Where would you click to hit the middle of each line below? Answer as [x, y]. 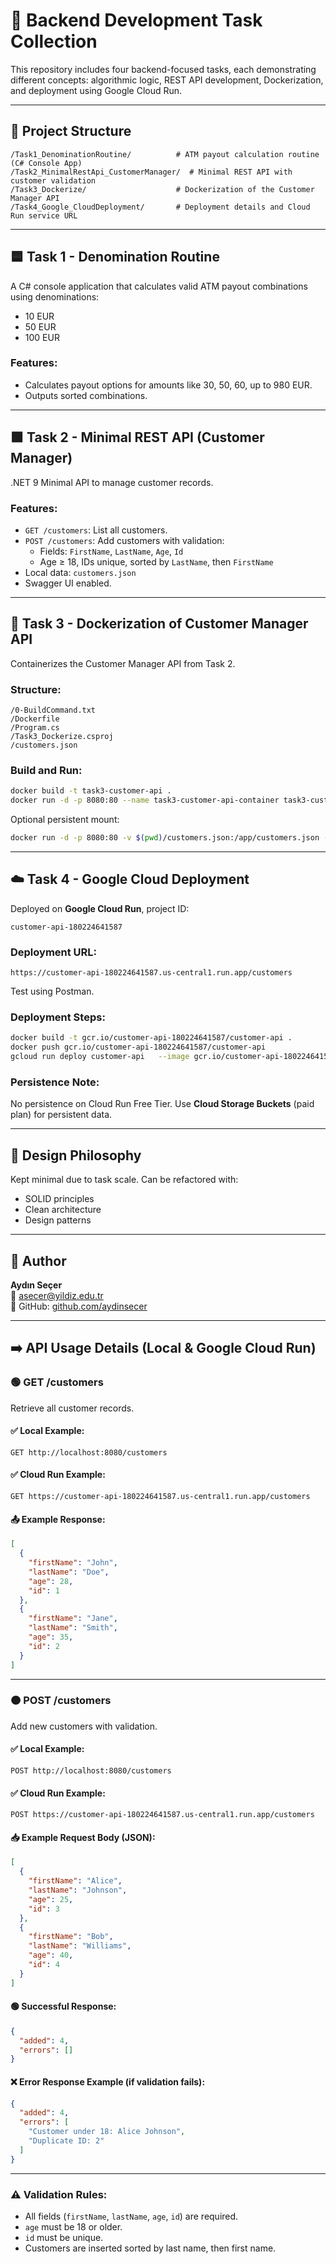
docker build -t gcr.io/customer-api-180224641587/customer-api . [151, 1038]
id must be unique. [64, 2237]
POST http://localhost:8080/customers [91, 1771]
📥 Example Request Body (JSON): [83, 1837]
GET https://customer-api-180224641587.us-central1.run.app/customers [160, 1497]
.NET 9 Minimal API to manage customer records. [112, 482]
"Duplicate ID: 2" [66, 2141]
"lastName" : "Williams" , [80, 1946]
